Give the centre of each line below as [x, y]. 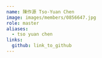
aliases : [17, 29]
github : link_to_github [42, 46]
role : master [23, 23]
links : [15, 40]
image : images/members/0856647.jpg [51, 18]
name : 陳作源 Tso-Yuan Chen [40, 12]
